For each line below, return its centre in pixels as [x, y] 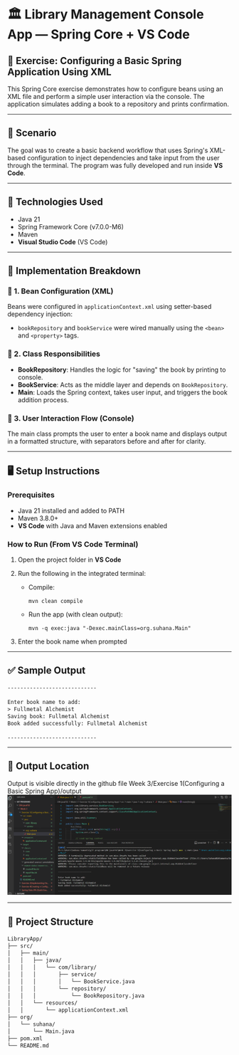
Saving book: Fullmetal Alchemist [59, 716]
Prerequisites [31, 495]
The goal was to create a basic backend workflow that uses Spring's [108, 150]
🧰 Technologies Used [55, 202]
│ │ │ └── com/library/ [52, 967]
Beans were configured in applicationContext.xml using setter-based [110, 307]
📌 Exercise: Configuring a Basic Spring [95, 61]
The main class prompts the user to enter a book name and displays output [117, 434]
